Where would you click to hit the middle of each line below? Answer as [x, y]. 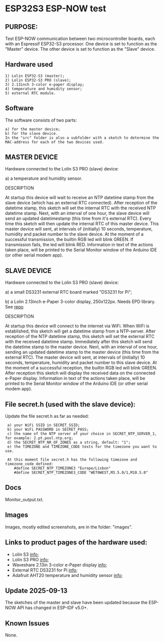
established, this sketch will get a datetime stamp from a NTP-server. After [80, 331]
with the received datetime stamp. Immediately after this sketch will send [79, 342]
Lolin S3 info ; [26, 554]
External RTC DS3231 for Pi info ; [45, 570]
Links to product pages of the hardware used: [76, 542]
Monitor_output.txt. [25, 499]
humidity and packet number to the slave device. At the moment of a [74, 234]
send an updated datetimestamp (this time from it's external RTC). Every [78, 219]
